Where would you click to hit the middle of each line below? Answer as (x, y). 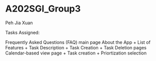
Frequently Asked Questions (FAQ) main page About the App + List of (78, 42)
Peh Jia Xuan (19, 23)
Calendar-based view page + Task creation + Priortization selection (76, 53)
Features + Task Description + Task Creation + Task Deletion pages (76, 47)
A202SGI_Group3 (43, 9)
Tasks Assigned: (22, 32)
